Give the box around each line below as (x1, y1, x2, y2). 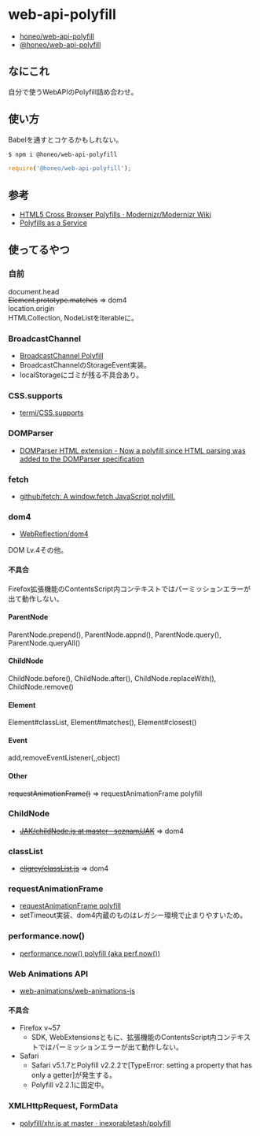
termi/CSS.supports (19, 408, 84, 418)
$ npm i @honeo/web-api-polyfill (8, 150, 118, 158)
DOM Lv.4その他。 (8, 546, 68, 555)
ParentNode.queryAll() (8, 638, 81, 647)
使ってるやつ (8, 242, 70, 257)
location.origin (8, 303, 55, 313)
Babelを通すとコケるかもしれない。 (8, 135, 123, 144)
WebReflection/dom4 (19, 529, 89, 538)
